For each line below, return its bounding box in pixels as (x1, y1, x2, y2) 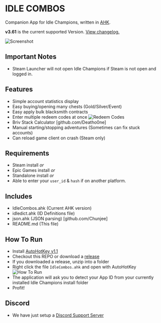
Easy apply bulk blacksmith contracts (12, 109, 88, 115)
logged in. (12, 71, 33, 77)
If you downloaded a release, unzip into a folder (12, 259, 109, 264)
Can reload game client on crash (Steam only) (12, 135, 106, 141)
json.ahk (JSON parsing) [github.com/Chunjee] (12, 216, 108, 222)
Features (5, 85, 33, 94)
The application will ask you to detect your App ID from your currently (12, 274, 154, 280)
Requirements (5, 149, 49, 158)
